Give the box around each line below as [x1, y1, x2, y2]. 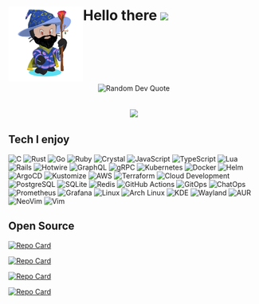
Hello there [83, 6, 158, 25]
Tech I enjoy [8, 133, 70, 146]
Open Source [8, 220, 75, 233]
